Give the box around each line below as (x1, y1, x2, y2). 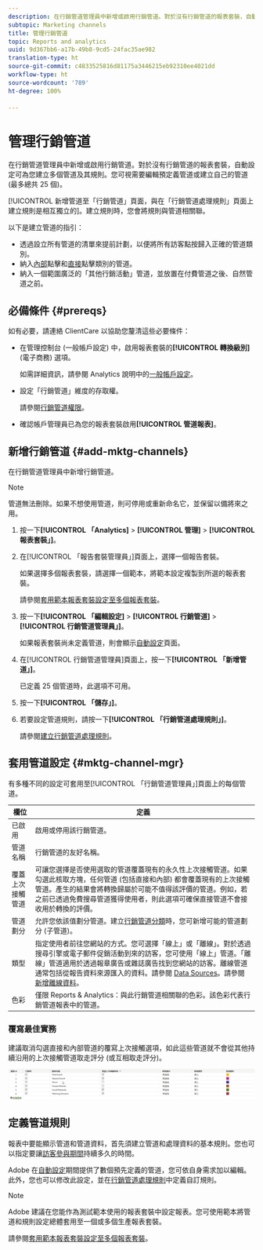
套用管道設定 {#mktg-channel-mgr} (8, 756, 184, 770)
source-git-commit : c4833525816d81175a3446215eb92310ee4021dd (8, 63, 215, 71)
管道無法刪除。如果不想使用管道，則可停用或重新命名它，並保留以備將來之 (8, 498, 248, 508)
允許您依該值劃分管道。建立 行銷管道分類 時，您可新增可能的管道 (34, 917, 241, 926)
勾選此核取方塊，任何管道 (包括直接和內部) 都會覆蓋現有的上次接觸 (34, 875, 250, 884)
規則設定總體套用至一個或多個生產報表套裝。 (21, 1216, 166, 1226)
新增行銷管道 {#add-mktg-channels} (8, 444, 189, 458)
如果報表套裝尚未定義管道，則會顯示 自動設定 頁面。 (19, 638, 185, 647)
